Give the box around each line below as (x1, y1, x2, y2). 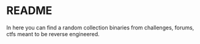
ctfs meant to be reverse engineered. (6, 30, 100, 37)
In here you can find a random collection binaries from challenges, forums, (6, 24, 194, 31)
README (6, 4, 53, 18)
